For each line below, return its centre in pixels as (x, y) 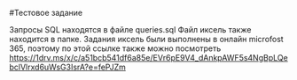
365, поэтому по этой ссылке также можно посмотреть (115, 48)
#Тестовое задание (46, 13)
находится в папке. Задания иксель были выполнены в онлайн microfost (146, 39)
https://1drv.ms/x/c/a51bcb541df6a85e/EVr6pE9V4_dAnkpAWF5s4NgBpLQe (148, 58)
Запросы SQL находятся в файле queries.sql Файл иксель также (130, 29)
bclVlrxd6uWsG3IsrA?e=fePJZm (67, 67)
